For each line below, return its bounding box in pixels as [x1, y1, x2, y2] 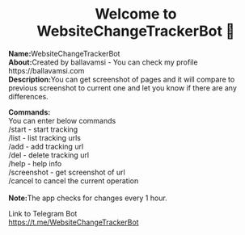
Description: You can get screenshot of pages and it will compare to [8, 74, 235, 84]
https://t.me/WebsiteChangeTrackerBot [8, 217, 139, 227]
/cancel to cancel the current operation [8, 175, 139, 186]
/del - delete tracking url [8, 150, 90, 160]
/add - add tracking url [8, 141, 84, 151]
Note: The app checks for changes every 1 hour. [8, 193, 167, 203]
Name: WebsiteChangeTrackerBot [8, 48, 120, 58]
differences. [8, 91, 49, 101]
